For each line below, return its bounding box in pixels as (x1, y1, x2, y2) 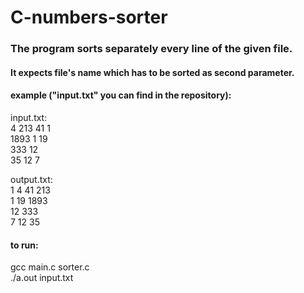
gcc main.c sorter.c (10, 261, 90, 273)
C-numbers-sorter (10, 6, 168, 29)
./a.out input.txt (10, 272, 74, 284)
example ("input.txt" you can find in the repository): (10, 89, 232, 101)
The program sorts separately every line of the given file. (10, 42, 293, 56)
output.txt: (10, 173, 53, 185)
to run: (10, 239, 39, 251)
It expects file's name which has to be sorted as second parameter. (10, 66, 295, 78)
